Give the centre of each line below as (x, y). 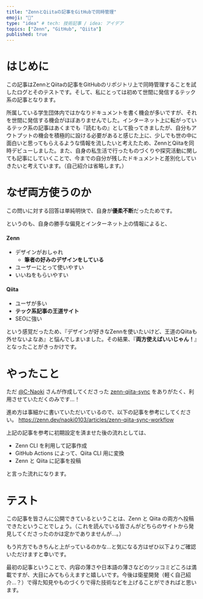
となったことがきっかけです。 (43, 347)
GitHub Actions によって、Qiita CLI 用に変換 (69, 453)
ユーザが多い (31, 303)
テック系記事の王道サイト (47, 311)
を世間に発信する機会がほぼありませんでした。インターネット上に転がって (99, 120)
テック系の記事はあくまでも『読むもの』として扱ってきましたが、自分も (101, 128)
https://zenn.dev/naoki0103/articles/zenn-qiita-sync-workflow (96, 420)
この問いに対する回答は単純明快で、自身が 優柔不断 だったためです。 (91, 211)
